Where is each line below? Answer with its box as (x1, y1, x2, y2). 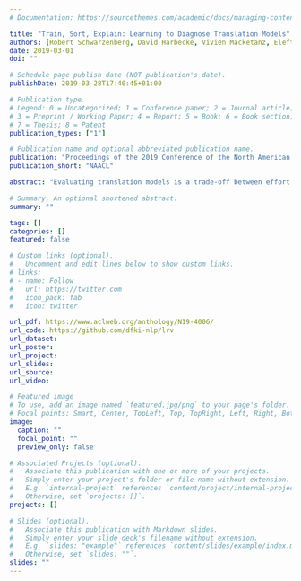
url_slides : (9, 359, 54, 368)
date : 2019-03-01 (9, 46, 74, 55)
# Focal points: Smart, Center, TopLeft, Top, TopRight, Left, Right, (9, 409, 279, 418)
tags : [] (9, 218, 42, 227)
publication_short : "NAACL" (9, 162, 115, 171)
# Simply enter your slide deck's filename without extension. (9, 533, 258, 542)
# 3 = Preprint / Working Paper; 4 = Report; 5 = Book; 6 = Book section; (9, 111, 295, 121)
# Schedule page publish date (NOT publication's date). (9, 71, 227, 80)
